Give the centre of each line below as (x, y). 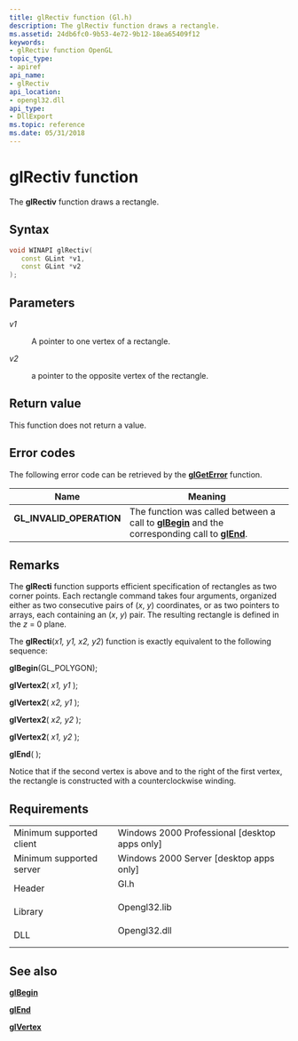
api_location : (35, 92)
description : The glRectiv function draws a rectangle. (114, 26)
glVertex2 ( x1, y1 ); (43, 685)
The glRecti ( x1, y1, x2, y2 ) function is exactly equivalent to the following (141, 642)
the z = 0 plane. (38, 624)
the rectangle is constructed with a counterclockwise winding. (123, 781)
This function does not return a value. (78, 425)
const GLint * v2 (51, 267)
